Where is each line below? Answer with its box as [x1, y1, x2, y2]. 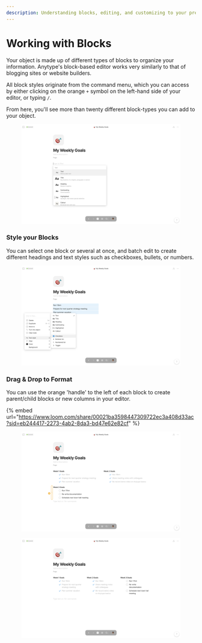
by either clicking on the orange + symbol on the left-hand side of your [6, 88, 181, 95]
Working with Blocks [6, 36, 112, 50]
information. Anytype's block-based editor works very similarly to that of [6, 63, 186, 70]
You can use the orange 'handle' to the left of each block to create [6, 389, 171, 396]
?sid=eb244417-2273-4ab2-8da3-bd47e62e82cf [6, 420, 129, 427]
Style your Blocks [6, 233, 59, 242]
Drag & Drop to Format [6, 375, 73, 383]
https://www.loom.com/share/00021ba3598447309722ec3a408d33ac [18, 414, 194, 421]
